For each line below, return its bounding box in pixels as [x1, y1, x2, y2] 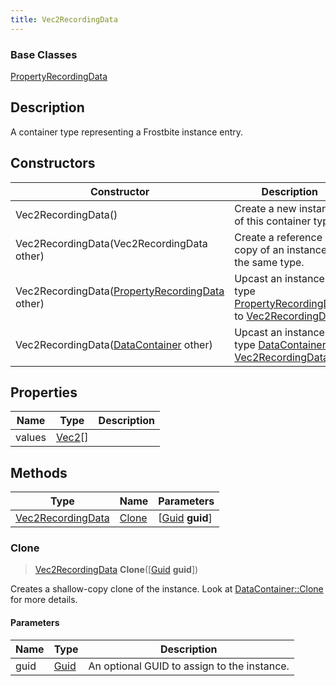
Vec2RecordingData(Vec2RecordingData [15, 236, 208, 250]
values [15, 431, 47, 445]
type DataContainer [234, 337, 327, 351]
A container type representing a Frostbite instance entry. [10, 126, 244, 138]
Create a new [234, 201, 297, 215]
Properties [10, 384, 78, 401]
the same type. [234, 255, 305, 269]
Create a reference [234, 230, 323, 244]
